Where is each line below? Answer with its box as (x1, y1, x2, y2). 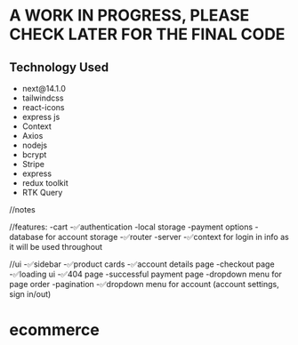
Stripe (21, 159, 44, 169)
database (9, 232, 44, 242)
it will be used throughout (9, 242, 103, 252)
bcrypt (21, 149, 47, 160)
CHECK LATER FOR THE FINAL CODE (9, 24, 286, 44)
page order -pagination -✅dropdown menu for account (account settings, (9, 279, 279, 289)
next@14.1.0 (21, 84, 67, 93)
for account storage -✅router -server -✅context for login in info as (45, 232, 289, 242)
